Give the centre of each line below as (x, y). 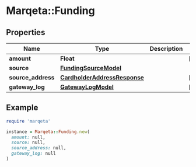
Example (22, 108)
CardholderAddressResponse (102, 77)
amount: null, (28, 137)
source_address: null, (39, 148)
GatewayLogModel (87, 87)
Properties (26, 32)
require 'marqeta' (28, 121)
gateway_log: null (34, 154)
